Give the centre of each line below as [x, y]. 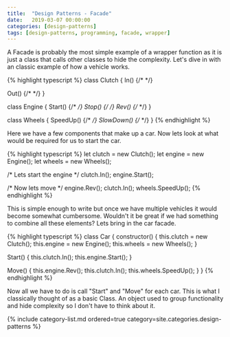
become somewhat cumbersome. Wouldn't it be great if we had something [113, 216]
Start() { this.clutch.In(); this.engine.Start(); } [70, 257]
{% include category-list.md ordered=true [66, 319]
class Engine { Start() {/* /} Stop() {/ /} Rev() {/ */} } [79, 107]
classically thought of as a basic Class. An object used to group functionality [115, 298]
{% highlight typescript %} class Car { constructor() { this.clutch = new [107, 237]
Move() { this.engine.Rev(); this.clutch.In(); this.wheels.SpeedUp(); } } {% [111, 271]
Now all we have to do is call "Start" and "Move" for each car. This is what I [113, 291]
